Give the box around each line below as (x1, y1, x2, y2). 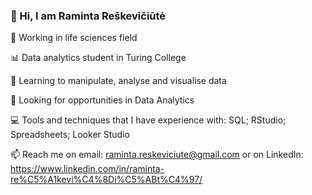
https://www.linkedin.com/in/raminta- (10, 163, 165, 175)
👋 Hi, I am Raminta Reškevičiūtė (10, 9, 167, 23)
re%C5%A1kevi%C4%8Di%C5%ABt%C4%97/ (10, 174, 203, 186)
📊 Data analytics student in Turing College (10, 52, 187, 64)
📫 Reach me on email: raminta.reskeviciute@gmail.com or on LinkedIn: (10, 149, 304, 161)
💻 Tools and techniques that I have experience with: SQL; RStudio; (10, 114, 287, 126)
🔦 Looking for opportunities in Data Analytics (10, 94, 195, 106)
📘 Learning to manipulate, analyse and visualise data (10, 75, 227, 87)
